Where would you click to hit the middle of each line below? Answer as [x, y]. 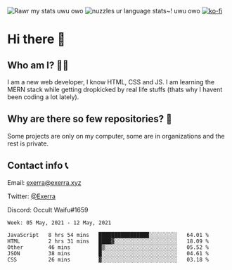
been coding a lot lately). [43, 97]
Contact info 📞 [38, 166]
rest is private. [28, 143]
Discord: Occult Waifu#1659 [48, 210]
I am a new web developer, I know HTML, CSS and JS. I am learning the [111, 82]
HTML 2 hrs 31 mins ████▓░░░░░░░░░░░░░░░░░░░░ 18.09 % [108, 241]
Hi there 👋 [36, 39]
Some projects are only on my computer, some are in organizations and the [116, 136]
